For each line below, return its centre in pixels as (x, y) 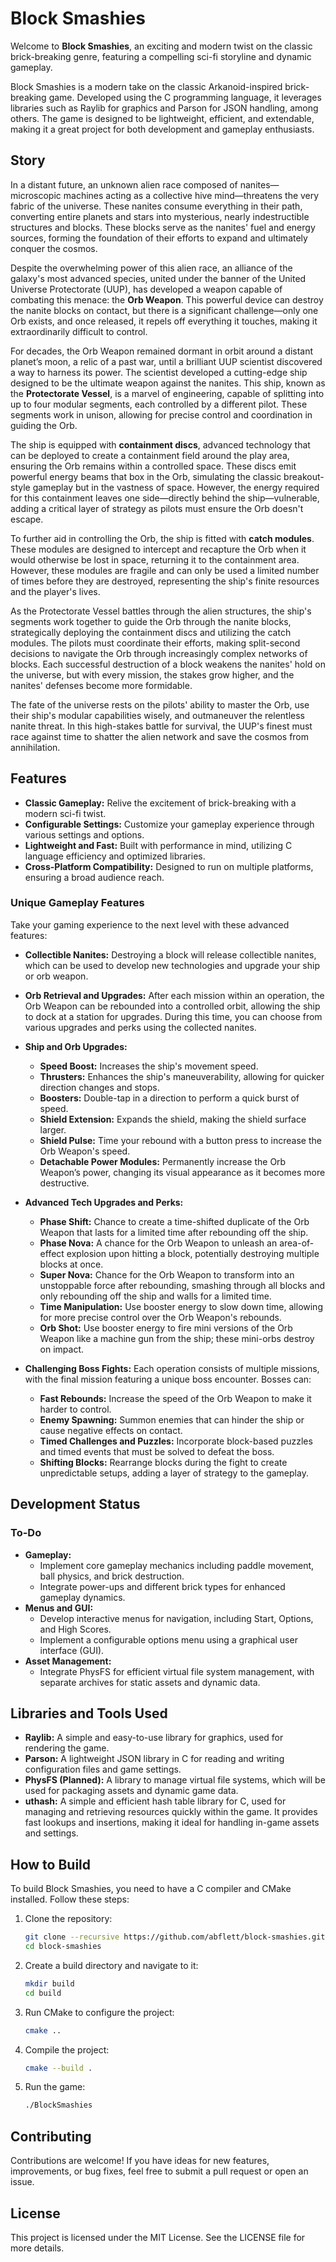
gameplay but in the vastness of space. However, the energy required (176, 487)
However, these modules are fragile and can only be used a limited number (165, 570)
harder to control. (75, 1409)
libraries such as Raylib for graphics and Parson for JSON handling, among (164, 108)
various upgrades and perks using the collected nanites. (140, 1027)
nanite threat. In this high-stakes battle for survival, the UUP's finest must (161, 726)
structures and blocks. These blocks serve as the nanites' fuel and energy (163, 227)
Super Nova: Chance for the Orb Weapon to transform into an (167, 1274)
